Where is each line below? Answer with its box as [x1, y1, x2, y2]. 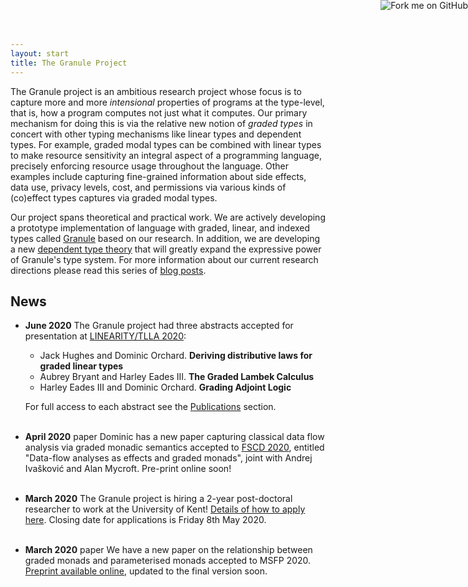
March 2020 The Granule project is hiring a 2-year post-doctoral [24, 493, 293, 505]
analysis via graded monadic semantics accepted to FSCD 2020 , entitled [24, 441, 325, 454]
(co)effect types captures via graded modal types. [10, 191, 218, 204]
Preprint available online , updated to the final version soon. [24, 565, 268, 577]
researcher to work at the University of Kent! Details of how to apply [24, 503, 306, 515]
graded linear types [39, 360, 124, 372]
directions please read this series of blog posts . [10, 264, 207, 276]
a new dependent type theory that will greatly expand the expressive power [10, 243, 322, 255]
